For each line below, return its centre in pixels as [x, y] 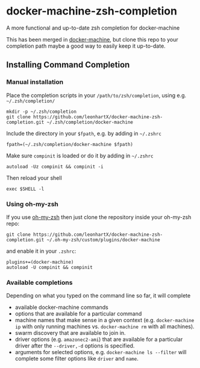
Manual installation [35, 82]
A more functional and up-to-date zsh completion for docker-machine [93, 28]
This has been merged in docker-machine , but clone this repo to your [92, 39]
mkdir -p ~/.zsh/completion [42, 112]
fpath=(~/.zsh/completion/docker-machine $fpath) [70, 144]
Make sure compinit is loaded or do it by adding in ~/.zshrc [80, 156]
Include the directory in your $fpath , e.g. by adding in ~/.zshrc [84, 133]
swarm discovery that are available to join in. [70, 333]
